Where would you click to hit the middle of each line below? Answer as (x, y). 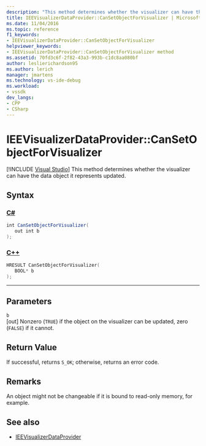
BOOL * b (24, 271)
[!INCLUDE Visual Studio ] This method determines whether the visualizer (98, 169)
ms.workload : (23, 87)
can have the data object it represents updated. (66, 176)
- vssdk (16, 92)
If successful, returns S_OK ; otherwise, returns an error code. (83, 362)
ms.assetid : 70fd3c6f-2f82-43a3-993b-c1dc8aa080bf (72, 58)
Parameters (29, 302)
